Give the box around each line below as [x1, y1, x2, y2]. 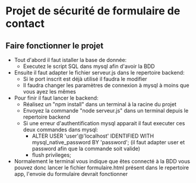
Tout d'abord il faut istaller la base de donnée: [14, 57, 127, 63]
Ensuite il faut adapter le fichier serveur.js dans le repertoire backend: [14, 69, 185, 76]
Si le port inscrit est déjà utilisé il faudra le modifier [23, 76, 147, 82]
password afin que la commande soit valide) [31, 145, 141, 152]
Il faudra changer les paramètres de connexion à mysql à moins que [23, 82, 189, 89]
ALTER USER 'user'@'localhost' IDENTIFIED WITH [31, 132, 154, 139]
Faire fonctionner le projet [5, 41, 104, 51]
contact [5, 17, 45, 30]
